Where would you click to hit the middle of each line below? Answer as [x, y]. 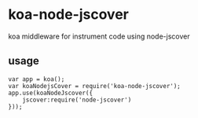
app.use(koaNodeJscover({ [50, 93]
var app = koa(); [37, 79]
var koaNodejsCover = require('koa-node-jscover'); [94, 86]
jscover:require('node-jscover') [77, 100]
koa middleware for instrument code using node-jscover [99, 36]
